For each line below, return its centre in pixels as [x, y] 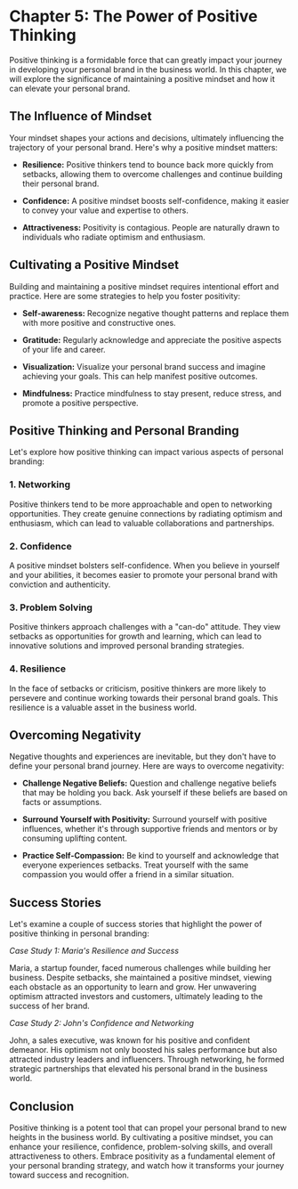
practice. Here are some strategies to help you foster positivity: [125, 296]
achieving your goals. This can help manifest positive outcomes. [140, 376]
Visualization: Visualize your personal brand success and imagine [144, 366]
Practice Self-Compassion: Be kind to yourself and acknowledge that [150, 856]
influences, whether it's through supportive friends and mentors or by [150, 829]
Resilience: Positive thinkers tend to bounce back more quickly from [148, 164]
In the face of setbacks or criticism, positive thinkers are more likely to [138, 688]
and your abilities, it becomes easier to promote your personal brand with [144, 574]
